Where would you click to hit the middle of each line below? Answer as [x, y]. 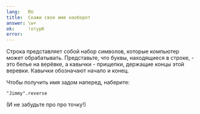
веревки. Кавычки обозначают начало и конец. [68, 71]
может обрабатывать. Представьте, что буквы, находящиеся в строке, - [100, 58]
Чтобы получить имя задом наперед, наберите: [68, 83]
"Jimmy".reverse [27, 93]
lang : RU [20, 12]
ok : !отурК [25, 29]
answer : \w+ [21, 23]
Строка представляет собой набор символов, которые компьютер [93, 51]
